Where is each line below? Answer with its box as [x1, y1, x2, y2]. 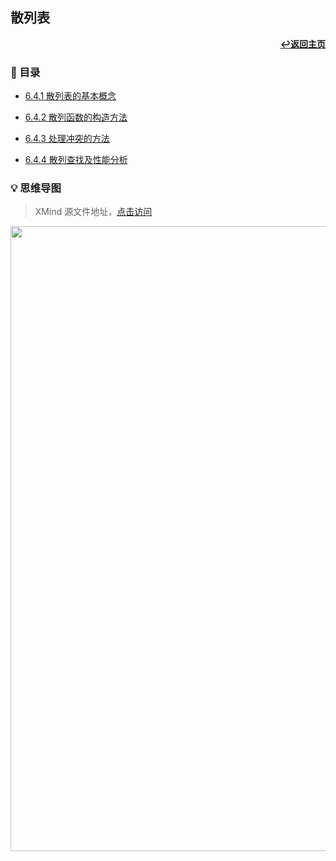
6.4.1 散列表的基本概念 [24, 90, 117, 102]
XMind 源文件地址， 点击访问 [34, 206, 153, 218]
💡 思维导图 [10, 181, 62, 195]
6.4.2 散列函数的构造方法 [24, 111, 128, 123]
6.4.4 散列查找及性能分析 [24, 154, 128, 166]
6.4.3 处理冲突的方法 [24, 133, 110, 145]
